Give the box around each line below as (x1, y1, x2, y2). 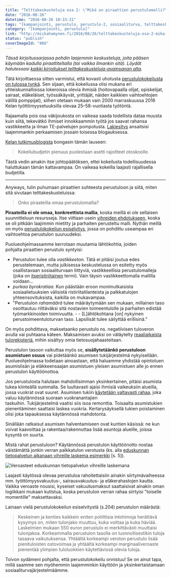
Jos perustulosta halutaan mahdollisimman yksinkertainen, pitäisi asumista (5, 378, 162, 384)
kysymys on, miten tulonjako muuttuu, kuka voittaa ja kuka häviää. (17, 519, 157, 525)
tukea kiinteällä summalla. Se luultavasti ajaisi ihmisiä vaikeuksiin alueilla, (5, 384, 158, 390)
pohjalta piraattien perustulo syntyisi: (5, 246, 83, 252)
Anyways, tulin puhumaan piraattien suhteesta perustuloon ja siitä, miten (5, 184, 158, 190)
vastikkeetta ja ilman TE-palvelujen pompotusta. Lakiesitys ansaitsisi (5, 123, 149, 129)
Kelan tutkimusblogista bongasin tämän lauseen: (5, 138, 107, 145)
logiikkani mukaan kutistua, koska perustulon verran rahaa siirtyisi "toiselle (5, 489, 162, 495)
